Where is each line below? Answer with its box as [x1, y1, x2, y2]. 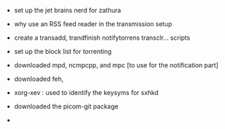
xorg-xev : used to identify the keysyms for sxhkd [13, 89, 159, 96]
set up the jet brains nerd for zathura [13, 6, 122, 14]
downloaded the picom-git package [13, 102, 119, 111]
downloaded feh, [13, 74, 64, 83]
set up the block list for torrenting [13, 47, 112, 55]
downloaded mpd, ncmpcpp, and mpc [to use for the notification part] [13, 61, 219, 69]
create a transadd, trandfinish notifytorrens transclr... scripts [13, 33, 190, 42]
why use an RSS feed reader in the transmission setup [13, 20, 172, 28]
